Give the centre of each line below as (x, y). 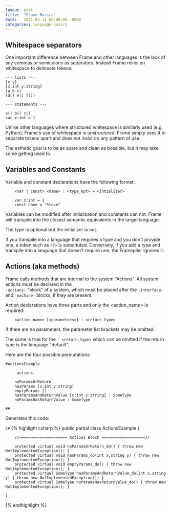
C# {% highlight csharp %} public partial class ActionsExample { (72, 428)
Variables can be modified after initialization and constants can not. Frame (83, 214)
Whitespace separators (44, 45)
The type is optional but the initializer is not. (51, 229)
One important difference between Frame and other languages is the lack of (85, 57)
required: (15, 310)
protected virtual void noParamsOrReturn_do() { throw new (79, 446)
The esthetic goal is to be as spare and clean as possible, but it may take (82, 148)
